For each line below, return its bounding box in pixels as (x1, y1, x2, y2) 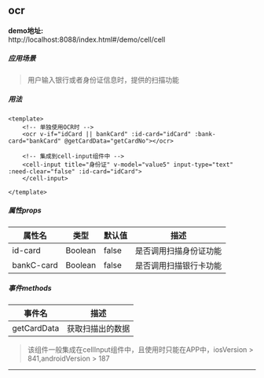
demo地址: (8, 25, 44, 35)
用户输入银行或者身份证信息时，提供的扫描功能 (27, 75, 179, 84)
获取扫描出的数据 (66, 323, 130, 334)
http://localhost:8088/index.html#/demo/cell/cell (8, 35, 166, 44)
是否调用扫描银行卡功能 (134, 260, 222, 271)
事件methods (8, 283, 53, 293)
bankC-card (12, 259, 59, 270)
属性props (8, 206, 42, 215)
